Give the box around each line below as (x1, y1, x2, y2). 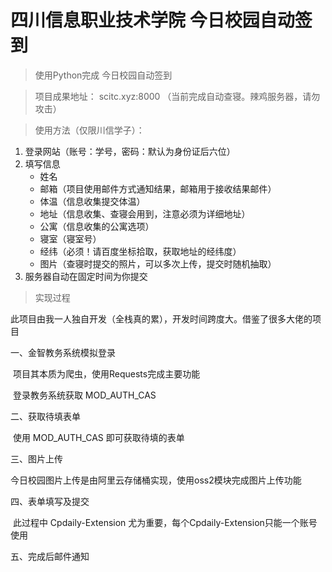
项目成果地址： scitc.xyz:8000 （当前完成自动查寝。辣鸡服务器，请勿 (34, 90, 321, 102)
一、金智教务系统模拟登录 (10, 346, 116, 358)
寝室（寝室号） (39, 232, 102, 245)
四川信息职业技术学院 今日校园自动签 (10, 9, 313, 32)
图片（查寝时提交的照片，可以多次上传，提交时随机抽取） (39, 257, 277, 270)
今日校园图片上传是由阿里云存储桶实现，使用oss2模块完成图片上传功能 (10, 474, 302, 486)
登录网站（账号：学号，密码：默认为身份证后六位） (24, 145, 236, 157)
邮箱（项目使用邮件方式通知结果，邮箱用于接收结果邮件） (39, 182, 277, 195)
